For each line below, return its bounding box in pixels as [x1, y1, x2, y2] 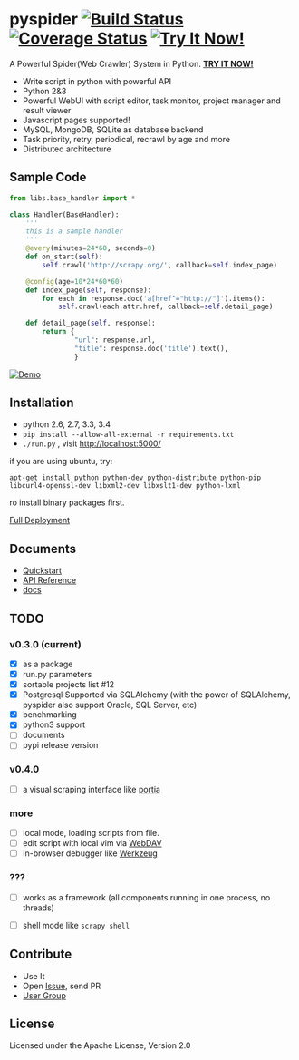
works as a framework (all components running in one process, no [22, 891, 271, 902]
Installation [9, 395, 74, 411]
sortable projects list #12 [22, 679, 115, 690]
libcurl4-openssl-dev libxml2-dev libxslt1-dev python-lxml [9, 481, 242, 491]
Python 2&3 [22, 85, 67, 96]
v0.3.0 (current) [9, 637, 82, 650]
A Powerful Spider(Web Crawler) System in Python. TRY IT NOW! [9, 58, 254, 69]
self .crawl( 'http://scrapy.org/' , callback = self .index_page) [42, 260, 278, 269]
